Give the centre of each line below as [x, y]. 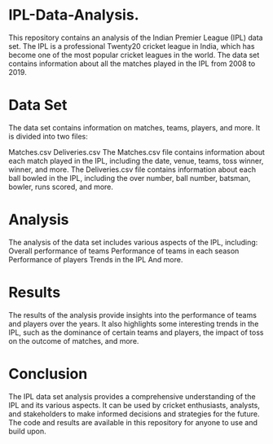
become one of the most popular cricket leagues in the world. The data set [134, 55]
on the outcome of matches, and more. [74, 341]
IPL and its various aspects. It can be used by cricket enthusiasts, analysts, [134, 405]
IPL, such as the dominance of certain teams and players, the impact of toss [136, 332]
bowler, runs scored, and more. [61, 187]
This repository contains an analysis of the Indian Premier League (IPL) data [136, 37]
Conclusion [48, 374]
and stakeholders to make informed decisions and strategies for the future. [134, 414]
